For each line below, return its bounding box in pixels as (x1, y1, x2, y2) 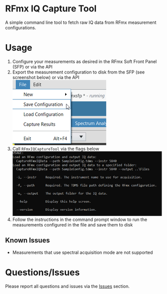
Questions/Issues (5, 267, 80, 278)
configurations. (5, 24, 36, 30)
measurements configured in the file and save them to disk (12, 222, 133, 227)
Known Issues (5, 236, 50, 245)
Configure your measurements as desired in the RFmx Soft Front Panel (12, 58, 157, 65)
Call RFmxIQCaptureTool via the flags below (12, 146, 99, 151)
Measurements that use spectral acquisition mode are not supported (12, 249, 153, 255)
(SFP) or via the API (12, 64, 53, 70)
